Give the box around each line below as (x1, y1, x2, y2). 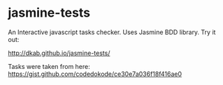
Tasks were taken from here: (8, 62, 90, 70)
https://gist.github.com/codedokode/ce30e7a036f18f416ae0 (8, 70, 182, 78)
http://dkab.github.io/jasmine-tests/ (8, 49, 110, 57)
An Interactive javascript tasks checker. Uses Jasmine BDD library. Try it (8, 28, 216, 36)
